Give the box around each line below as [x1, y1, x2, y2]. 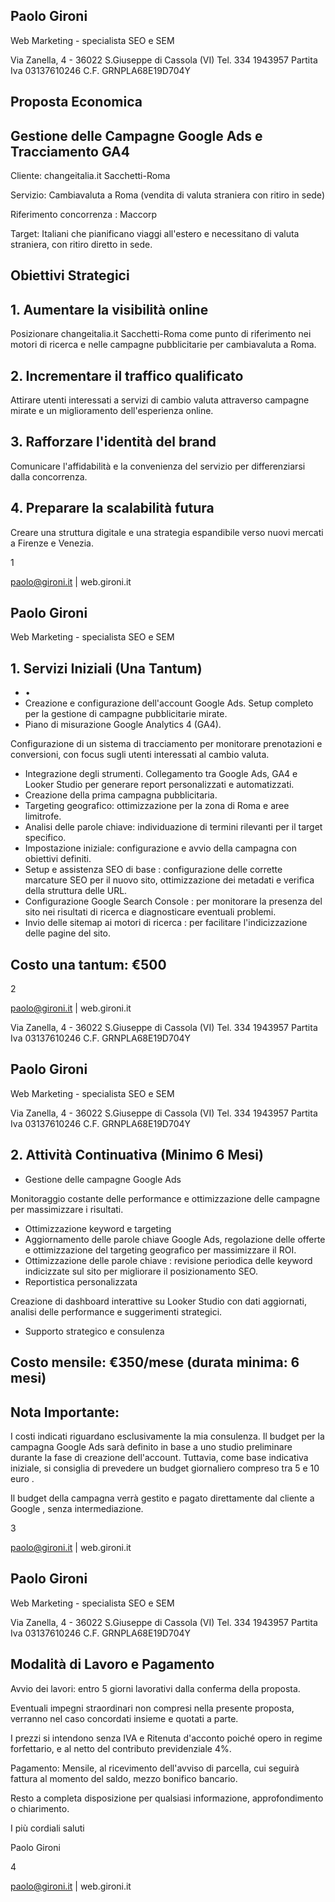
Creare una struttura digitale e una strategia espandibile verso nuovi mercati [10, 526, 324, 538]
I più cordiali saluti [10, 1822, 85, 1834]
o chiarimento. [10, 1802, 70, 1814]
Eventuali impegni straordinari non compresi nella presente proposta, [10, 1702, 295, 1714]
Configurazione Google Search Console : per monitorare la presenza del [24, 895, 323, 908]
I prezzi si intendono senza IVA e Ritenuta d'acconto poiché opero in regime [10, 1732, 323, 1744]
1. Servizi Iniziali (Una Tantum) [10, 660, 203, 677]
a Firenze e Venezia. [10, 537, 95, 549]
